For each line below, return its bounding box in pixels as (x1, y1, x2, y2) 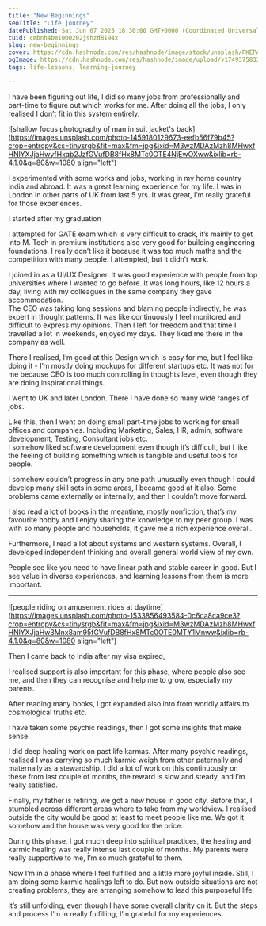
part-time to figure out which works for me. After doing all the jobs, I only (8, 100, 247, 109)
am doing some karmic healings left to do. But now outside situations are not (8, 877, 258, 886)
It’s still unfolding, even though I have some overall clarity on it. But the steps (8, 901, 258, 910)
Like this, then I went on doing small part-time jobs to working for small (8, 417, 240, 427)
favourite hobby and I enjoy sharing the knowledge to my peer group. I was (8, 515, 253, 524)
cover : (8, 48, 30, 56)
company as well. (8, 337, 66, 346)
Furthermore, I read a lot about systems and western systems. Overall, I (8, 538, 241, 548)
